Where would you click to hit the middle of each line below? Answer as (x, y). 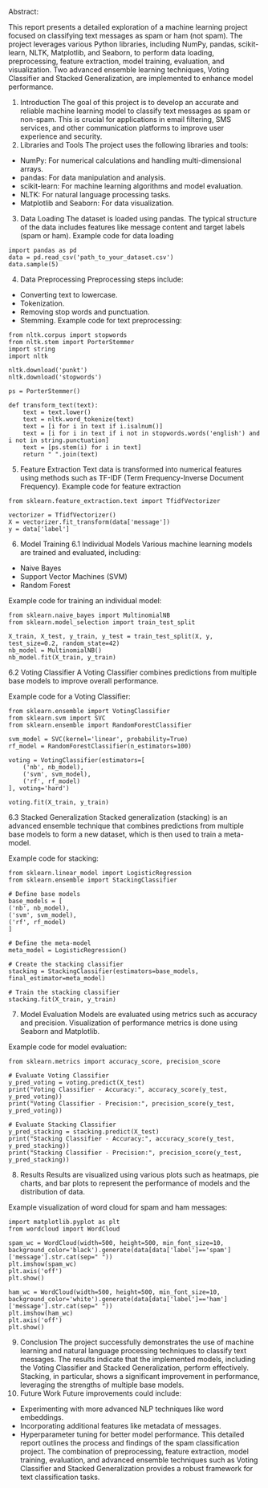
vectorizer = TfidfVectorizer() (62, 515)
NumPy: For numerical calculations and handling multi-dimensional (131, 160)
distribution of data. (53, 1192)
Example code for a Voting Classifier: (69, 696)
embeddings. (42, 1417)
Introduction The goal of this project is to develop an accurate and (129, 102)
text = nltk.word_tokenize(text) (79, 420)
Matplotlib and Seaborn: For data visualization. (97, 203)
